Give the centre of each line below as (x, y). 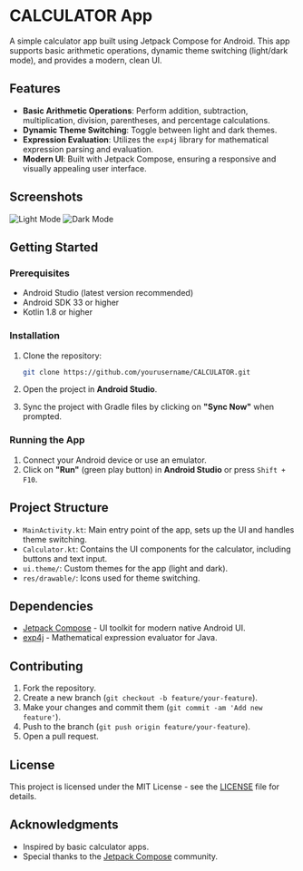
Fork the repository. (59, 688)
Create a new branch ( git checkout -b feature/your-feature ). (140, 698)
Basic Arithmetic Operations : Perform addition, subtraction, (135, 111)
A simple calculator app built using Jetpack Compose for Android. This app (150, 41)
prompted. (42, 416)
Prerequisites (39, 273)
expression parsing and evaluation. (88, 149)
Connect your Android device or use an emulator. (114, 460)
